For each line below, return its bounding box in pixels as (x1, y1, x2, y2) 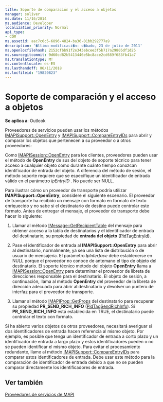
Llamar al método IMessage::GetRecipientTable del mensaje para (12, 222, 143, 228)
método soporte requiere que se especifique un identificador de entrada (5, 173, 150, 178)
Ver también (5, 379, 43, 387)
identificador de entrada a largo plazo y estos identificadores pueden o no (5, 338, 154, 344)
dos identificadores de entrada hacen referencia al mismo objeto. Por (5, 328, 144, 334)
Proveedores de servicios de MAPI (5, 391, 74, 397)
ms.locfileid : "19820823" (5, 70, 57, 75)
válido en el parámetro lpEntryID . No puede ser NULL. (5, 178, 114, 184)
